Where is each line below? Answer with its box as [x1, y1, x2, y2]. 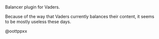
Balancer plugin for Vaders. [5, 4, 60, 10]
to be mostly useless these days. [5, 19, 71, 24]
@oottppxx [5, 28, 27, 34]
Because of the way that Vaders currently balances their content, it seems [5, 14, 155, 19]
